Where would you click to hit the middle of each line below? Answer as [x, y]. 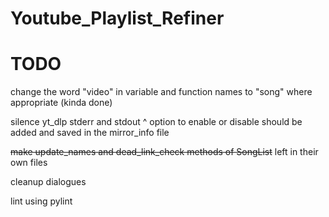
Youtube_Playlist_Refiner [117, 18]
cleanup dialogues [48, 182]
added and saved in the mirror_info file [90, 133]
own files [29, 163]
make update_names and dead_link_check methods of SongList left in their [164, 152]
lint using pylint [41, 201]
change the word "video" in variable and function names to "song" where [161, 92]
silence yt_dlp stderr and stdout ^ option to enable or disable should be [156, 122]
